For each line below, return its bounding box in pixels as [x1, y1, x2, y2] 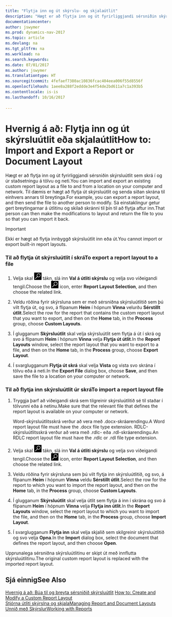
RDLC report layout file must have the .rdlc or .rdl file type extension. [12, 435, 158, 441]
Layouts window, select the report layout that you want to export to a [12, 341, 159, 347]
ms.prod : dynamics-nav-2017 [5, 30, 66, 35]
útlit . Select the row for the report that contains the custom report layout [12, 310, 164, 316]
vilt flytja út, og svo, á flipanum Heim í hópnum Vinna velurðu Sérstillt [12, 304, 161, 310]
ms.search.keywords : [5, 57, 50, 62]
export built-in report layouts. [5, 241, 68, 248]
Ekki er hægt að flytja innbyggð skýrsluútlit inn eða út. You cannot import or [5, 236, 163, 242]
